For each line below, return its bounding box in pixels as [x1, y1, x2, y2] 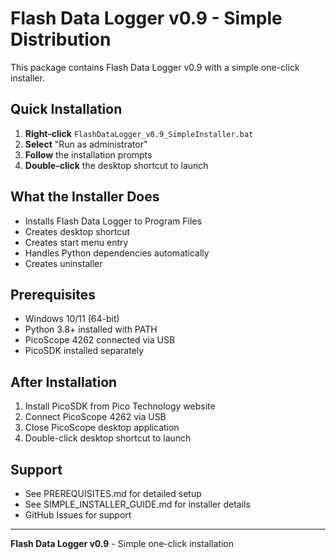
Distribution [10, 28, 112, 51]
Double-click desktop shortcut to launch [24, 432, 192, 444]
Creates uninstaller [24, 257, 103, 269]
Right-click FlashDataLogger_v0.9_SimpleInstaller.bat [24, 127, 254, 139]
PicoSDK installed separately [24, 345, 145, 357]
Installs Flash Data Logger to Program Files [24, 215, 202, 227]
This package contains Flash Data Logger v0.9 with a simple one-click [10, 61, 300, 73]
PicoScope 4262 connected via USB [24, 334, 176, 346]
